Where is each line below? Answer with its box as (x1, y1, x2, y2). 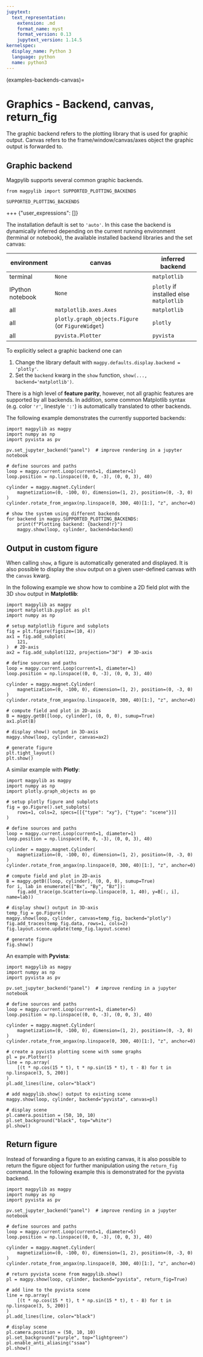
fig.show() (6, 942, 34, 948)
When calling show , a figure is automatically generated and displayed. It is (6, 559, 188, 566)
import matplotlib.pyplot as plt (6, 607, 91, 613)
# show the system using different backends (6, 511, 120, 517)
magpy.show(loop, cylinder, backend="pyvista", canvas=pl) (6, 1096, 158, 1103)
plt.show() (6, 756, 34, 762)
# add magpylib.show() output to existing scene (6, 1091, 131, 1097)
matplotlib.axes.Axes (54, 307, 117, 313)
